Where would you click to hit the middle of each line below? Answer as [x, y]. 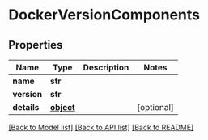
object [62, 107]
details [26, 107]
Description [106, 68]
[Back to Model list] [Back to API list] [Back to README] [101, 127]
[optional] [155, 107]
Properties [36, 45]
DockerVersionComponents [104, 15]
